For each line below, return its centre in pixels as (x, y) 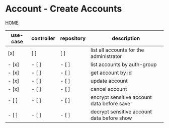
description (126, 38)
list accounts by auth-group (123, 65)
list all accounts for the (117, 50)
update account (109, 81)
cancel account (109, 89)
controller (43, 38)
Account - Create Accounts (64, 9)
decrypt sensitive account (121, 111)
